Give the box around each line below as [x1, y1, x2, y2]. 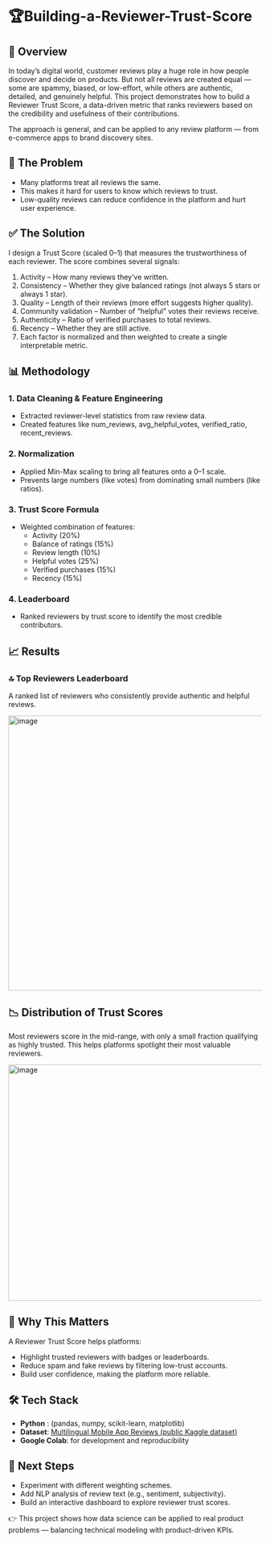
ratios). [19, 483, 44, 493]
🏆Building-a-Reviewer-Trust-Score [8, 7, 253, 26]
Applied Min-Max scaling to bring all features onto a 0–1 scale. [19, 467, 227, 476]
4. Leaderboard [8, 593, 70, 604]
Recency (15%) [31, 573, 83, 582]
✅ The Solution [8, 227, 86, 241]
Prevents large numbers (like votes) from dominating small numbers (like [19, 475, 261, 484]
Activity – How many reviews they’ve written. [19, 272, 169, 282]
